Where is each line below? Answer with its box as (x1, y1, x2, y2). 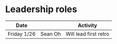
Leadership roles (5, 4, 77, 15)
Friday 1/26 (8, 30, 36, 37)
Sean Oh (40, 30, 61, 37)
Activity (78, 22, 97, 29)
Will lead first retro (65, 30, 109, 37)
